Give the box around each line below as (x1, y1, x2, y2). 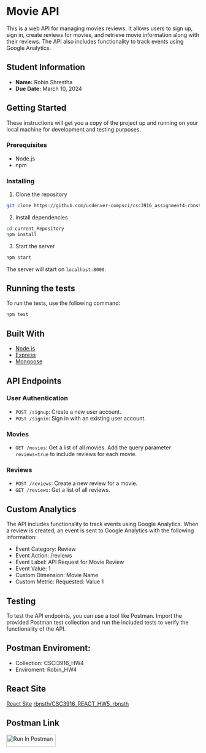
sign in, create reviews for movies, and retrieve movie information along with (6, 31, 200, 38)
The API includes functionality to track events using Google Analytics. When (6, 521, 199, 528)
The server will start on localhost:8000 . (6, 266, 106, 273)
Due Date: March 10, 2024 (15, 85, 83, 92)
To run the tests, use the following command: (6, 299, 121, 307)
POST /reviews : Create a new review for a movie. (15, 479, 138, 487)
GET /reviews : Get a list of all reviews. (15, 486, 110, 494)
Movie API (6, 4, 59, 18)
